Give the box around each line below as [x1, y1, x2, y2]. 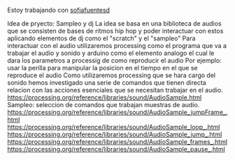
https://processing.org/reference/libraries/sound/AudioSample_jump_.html [7, 130, 222, 138]
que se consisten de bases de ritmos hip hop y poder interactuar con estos [7, 27, 224, 35]
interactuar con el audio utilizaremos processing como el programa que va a [7, 42, 227, 49]
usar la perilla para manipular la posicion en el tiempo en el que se [7, 64, 198, 72]
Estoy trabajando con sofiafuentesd [7, 6, 111, 14]
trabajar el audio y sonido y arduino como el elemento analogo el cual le [7, 49, 215, 57]
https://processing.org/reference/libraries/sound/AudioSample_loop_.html [7, 123, 220, 131]
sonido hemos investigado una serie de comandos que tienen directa [7, 79, 206, 86]
